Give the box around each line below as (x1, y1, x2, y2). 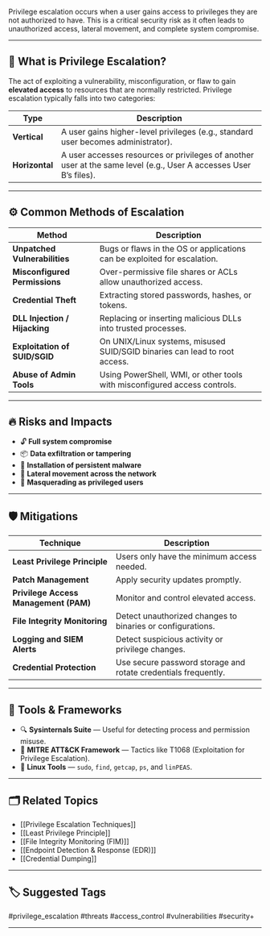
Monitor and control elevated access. (115, 593, 256, 604)
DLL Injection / (12, 312, 70, 323)
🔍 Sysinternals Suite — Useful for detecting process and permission (19, 725, 251, 734)
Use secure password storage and (115, 657, 246, 668)
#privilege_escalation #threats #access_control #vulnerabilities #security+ (8, 911, 255, 921)
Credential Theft (12, 294, 76, 306)
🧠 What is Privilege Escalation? (8, 55, 167, 69)
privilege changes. (115, 644, 186, 655)
